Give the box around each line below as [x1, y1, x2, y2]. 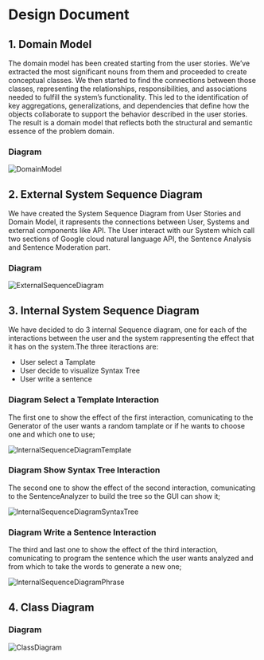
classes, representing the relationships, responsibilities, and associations [8, 84, 247, 93]
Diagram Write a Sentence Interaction [8, 527, 157, 538]
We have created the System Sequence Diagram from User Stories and [8, 209, 241, 219]
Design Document [8, 6, 130, 24]
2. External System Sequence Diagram [8, 188, 203, 201]
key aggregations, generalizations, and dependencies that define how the [8, 101, 250, 110]
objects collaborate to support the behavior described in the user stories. [8, 109, 248, 119]
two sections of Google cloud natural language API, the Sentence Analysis [8, 234, 252, 244]
